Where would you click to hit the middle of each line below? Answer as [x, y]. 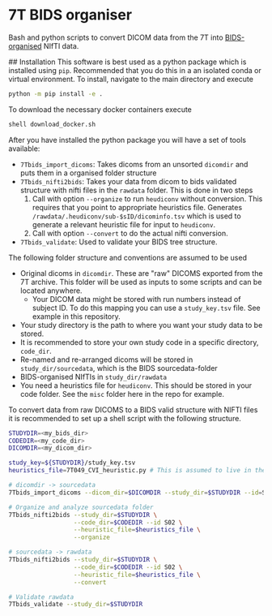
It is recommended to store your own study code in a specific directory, [139, 342]
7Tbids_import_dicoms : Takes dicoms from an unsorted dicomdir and [134, 164]
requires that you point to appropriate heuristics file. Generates [137, 207]
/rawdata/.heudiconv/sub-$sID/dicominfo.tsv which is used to [136, 216]
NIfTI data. [61, 45]
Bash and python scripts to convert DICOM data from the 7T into [116, 37]
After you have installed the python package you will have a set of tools [127, 140]
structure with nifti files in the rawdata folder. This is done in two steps [136, 190]
